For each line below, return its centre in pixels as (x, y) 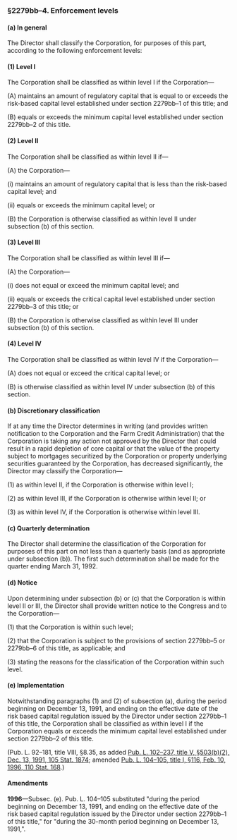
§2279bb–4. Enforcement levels (63, 11)
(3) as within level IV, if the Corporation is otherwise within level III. (104, 512)
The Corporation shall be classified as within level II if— (88, 157)
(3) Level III (24, 243)
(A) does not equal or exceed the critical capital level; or (89, 373)
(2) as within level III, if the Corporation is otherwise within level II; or (107, 499)
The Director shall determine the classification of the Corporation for (107, 544)
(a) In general (27, 28)
